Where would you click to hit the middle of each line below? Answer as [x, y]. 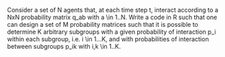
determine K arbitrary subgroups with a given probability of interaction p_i [111, 32]
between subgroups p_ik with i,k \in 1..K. [64, 46]
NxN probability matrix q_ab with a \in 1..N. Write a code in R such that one [112, 17]
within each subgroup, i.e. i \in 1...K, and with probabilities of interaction [108, 39]
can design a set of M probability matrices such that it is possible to [103, 24]
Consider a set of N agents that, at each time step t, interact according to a [113, 10]
